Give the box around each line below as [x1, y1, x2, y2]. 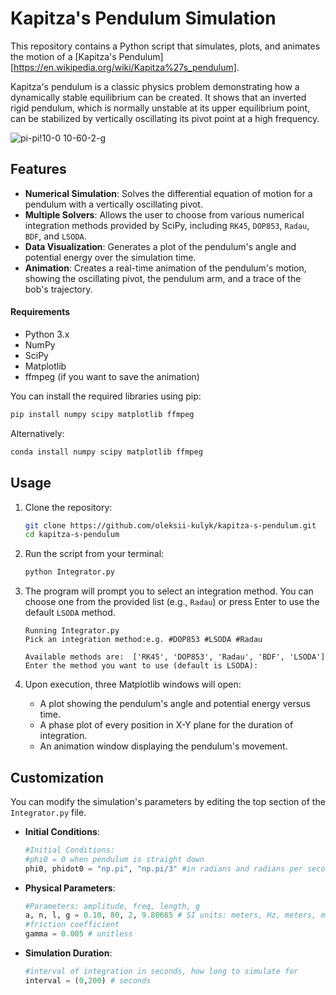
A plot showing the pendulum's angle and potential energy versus [39, 698, 311, 710]
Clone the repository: [24, 501, 113, 513]
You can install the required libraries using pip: [10, 390, 202, 402]
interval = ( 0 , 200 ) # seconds [24, 975, 152, 986]
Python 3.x [24, 328, 70, 340]
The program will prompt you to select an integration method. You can [24, 585, 314, 597]
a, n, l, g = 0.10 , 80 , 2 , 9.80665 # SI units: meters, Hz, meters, [24, 910, 317, 921]
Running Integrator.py [24, 626, 120, 636]
